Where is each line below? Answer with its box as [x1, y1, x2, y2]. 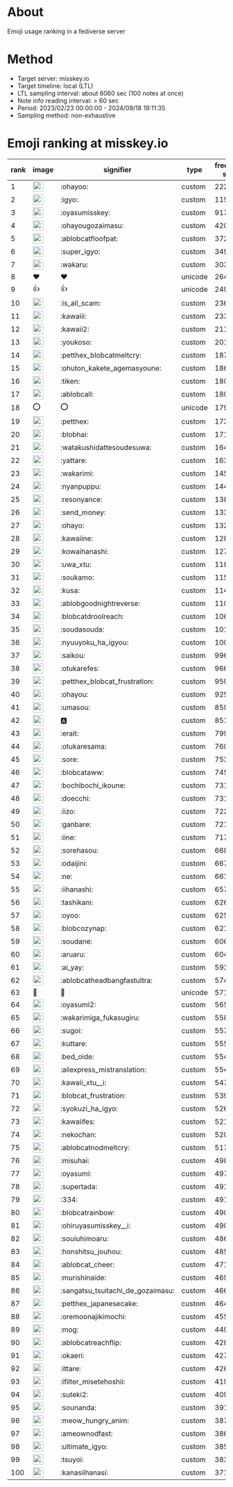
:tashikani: [60, 897, 94, 907]
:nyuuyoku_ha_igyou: [60, 637, 129, 647]
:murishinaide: [60, 1273, 107, 1282]
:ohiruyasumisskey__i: [60, 1221, 131, 1231]
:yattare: [60, 455, 87, 465]
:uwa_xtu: [60, 559, 92, 569]
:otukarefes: [60, 663, 99, 673]
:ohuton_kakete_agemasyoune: [60, 363, 162, 373]
